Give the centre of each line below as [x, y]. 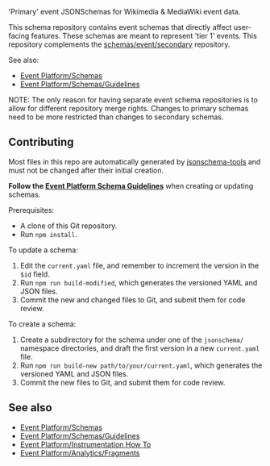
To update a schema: [43, 250]
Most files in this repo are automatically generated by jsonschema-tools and [135, 161]
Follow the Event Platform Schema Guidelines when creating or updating [131, 185]
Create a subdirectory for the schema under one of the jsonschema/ [132, 339]
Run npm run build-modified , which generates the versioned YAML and [139, 282]
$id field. [35, 274]
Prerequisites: [31, 210]
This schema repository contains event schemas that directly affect [120, 27]
